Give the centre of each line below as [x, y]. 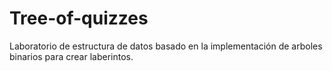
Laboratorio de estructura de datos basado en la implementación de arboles [166, 46]
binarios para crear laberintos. [71, 56]
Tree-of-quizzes [79, 18]
